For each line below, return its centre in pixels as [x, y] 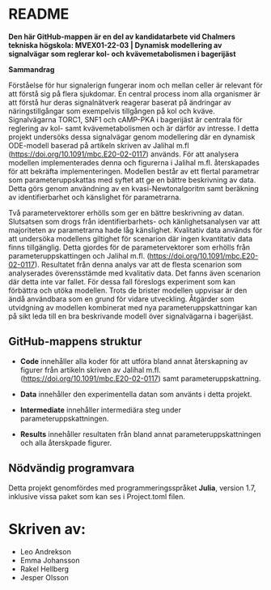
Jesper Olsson [44, 577]
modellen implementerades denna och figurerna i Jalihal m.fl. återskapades [134, 162]
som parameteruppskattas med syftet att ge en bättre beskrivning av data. [132, 180]
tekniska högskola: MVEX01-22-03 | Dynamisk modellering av [115, 45]
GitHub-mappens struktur [75, 342]
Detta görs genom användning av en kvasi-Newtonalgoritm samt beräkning [133, 188]
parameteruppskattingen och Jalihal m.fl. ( [79, 255]
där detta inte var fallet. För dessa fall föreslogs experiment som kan [122, 281]
